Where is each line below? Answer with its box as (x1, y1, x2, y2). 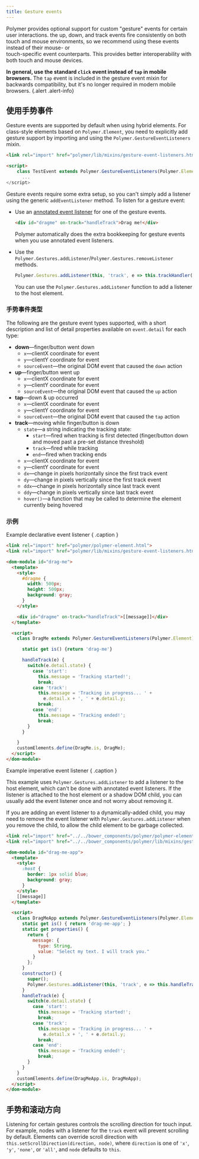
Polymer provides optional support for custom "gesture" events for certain (6, 25, 188, 32)
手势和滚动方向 (6, 1104, 61, 1114)
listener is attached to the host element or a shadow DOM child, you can (6, 791, 182, 798)
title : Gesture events (6, 8, 62, 15)
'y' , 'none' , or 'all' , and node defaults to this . (6, 1146, 121, 1153)
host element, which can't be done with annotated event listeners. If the (6, 785, 182, 792)
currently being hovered (23, 501, 83, 508)
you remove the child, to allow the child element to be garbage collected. (6, 821, 184, 829)
